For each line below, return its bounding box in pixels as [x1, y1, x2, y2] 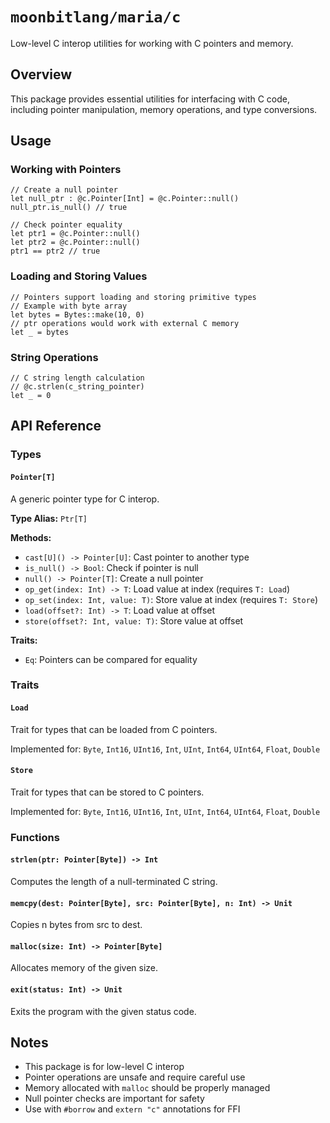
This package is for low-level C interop [24, 1061, 185, 1073]
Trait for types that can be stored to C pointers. [10, 786, 205, 798]
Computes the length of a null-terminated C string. [10, 876, 218, 887]
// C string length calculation [10, 373, 145, 383]
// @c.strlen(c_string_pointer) [10, 382, 145, 392]
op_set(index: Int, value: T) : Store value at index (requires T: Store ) [24, 593, 319, 605]
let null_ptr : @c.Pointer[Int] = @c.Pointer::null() [10, 194, 240, 204]
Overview [10, 66, 73, 83]
